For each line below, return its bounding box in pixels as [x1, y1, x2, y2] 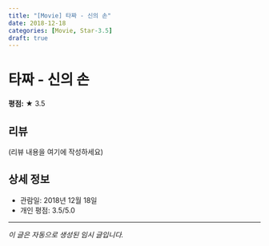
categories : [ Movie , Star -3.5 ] [8, 26, 113, 34]
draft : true [8, 34, 48, 42]
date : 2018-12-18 [8, 19, 66, 27]
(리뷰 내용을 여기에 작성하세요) [8, 147, 104, 157]
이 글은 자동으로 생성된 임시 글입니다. [8, 229, 124, 240]
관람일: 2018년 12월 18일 [19, 195, 98, 204]
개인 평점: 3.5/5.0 [19, 205, 76, 215]
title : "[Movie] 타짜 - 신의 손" [8, 11, 112, 20]
